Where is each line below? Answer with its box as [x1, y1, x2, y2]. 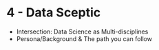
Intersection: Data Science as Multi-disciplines [16, 27, 149, 36]
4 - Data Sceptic [6, 5, 101, 21]
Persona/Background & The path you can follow [16, 34, 153, 42]
